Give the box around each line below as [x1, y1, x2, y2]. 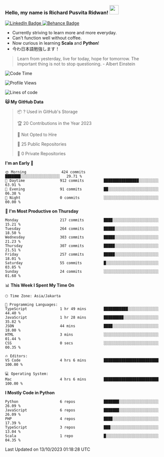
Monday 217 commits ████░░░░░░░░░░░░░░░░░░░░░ [5, 218, 159, 223]
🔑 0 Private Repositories [17, 151, 66, 157]
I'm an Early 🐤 [5, 160, 34, 166]
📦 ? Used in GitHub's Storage [17, 109, 78, 115]
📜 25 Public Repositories [17, 141, 67, 147]
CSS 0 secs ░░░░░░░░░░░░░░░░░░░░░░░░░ [5, 341, 159, 346]
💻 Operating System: [5, 371, 49, 377]
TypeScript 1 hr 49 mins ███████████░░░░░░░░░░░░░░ [5, 307, 159, 312]
